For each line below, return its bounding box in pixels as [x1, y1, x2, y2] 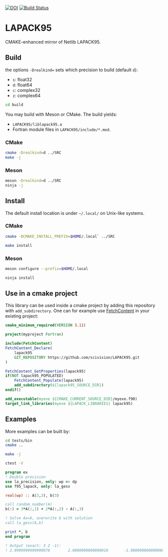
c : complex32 [12, 87, 41, 93]
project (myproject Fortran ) [5, 332, 64, 337]
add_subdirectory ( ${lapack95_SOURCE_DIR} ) [14, 383, 104, 388]
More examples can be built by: [5, 428, 70, 434]
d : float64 [12, 82, 32, 88]
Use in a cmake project [5, 289, 77, 298]
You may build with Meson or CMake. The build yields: [5, 111, 117, 117]
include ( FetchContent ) [5, 341, 52, 346]
